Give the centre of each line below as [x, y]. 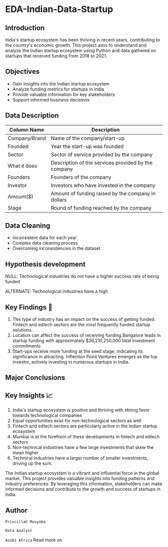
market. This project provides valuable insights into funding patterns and [80, 479]
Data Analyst [19, 531]
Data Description [32, 116]
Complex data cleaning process [45, 243]
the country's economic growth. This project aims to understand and [76, 45]
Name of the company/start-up [88, 138]
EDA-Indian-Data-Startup [59, 9]
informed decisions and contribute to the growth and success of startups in [83, 489]
